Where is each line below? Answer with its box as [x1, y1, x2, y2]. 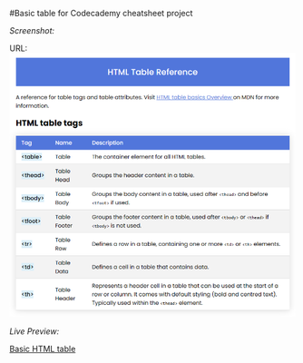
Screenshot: [9, 25, 55, 35]
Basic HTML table [9, 343, 76, 354]
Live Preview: [9, 326, 60, 337]
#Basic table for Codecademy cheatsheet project [9, 8, 193, 18]
